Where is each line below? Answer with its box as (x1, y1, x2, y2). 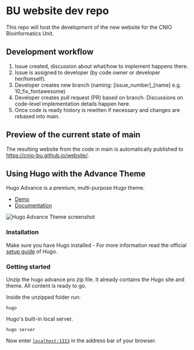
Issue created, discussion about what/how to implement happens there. (14, 62, 189, 70)
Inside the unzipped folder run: (6, 293, 81, 301)
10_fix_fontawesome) (14, 87, 66, 95)
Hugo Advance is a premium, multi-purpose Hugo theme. (6, 184, 145, 191)
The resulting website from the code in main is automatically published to (6, 146, 183, 153)
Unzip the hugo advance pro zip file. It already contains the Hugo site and (6, 276, 185, 283)
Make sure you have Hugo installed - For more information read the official (6, 242, 187, 249)
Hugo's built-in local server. (6, 315, 73, 322)
